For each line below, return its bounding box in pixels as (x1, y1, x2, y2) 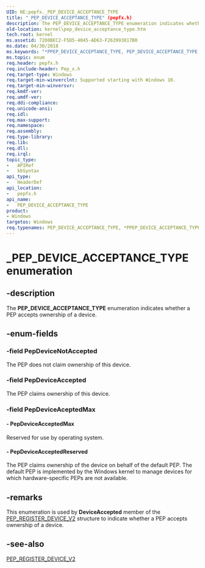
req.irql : (6, 151, 32, 157)
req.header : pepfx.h (6, 60, 59, 66)
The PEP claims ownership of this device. (6, 390, 110, 397)
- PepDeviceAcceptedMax (6, 420, 74, 428)
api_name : (6, 196, 32, 202)
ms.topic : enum (6, 54, 45, 60)
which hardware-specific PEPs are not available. (6, 475, 128, 482)
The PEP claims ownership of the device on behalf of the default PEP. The (6, 462, 192, 469)
